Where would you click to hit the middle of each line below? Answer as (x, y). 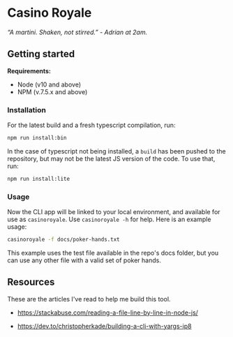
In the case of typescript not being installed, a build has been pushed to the (116, 151)
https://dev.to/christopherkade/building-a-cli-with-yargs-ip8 (104, 326)
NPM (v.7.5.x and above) (52, 91)
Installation (27, 110)
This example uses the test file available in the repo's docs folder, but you (113, 253)
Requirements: (29, 70)
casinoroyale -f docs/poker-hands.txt (63, 240)
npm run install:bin (37, 138)
